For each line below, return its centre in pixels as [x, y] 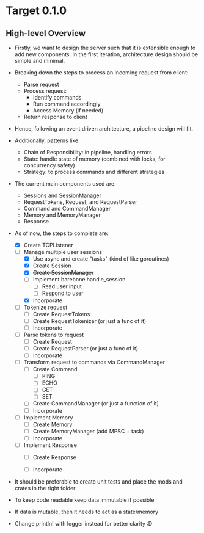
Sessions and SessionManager [63, 195]
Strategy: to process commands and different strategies [94, 172]
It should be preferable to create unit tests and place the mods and [98, 482]
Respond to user [63, 293]
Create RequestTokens [61, 314]
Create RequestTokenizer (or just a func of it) [89, 321]
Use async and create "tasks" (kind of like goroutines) [101, 259]
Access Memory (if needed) [68, 110]
